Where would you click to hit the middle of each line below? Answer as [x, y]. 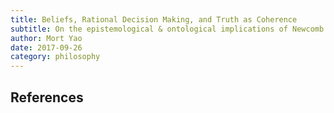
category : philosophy [55, 57]
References [47, 97]
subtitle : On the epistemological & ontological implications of [149, 29]
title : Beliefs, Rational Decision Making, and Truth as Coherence [154, 19]
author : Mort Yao [46, 38]
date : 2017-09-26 [46, 47]
